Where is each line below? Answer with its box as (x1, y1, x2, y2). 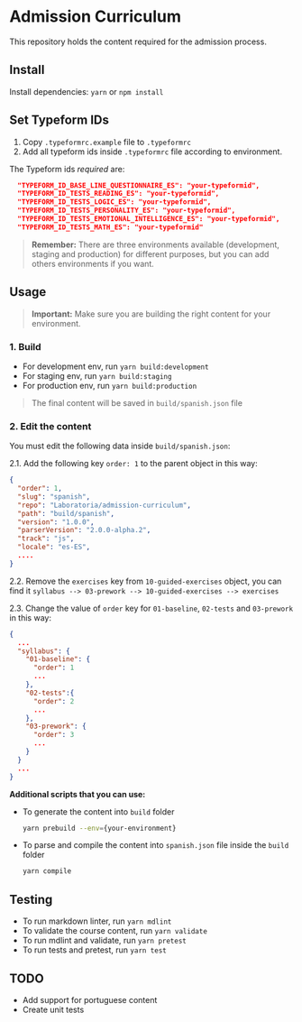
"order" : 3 (32, 731, 75, 740)
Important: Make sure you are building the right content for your (31, 308, 271, 319)
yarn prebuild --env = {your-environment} (22, 824, 177, 833)
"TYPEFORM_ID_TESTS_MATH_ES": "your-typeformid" (17, 223, 204, 232)
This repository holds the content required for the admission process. (9, 36, 268, 47)
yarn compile (22, 867, 72, 876)
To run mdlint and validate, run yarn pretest (22, 935, 187, 946)
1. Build (9, 340, 42, 353)
